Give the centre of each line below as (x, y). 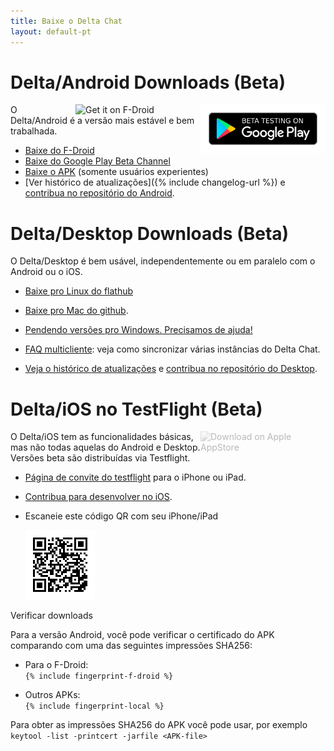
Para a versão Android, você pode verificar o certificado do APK (142, 635)
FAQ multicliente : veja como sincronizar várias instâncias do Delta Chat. (172, 349)
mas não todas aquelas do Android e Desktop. (105, 447)
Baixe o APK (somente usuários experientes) (116, 172)
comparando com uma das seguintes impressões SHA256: (131, 646)
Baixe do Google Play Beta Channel (97, 161)
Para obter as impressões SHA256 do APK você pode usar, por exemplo (159, 725)
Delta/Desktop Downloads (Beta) (150, 233)
